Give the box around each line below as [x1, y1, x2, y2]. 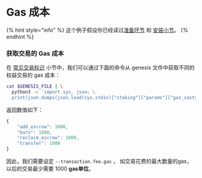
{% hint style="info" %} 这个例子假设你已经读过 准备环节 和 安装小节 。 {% [6, 26, 188, 34]
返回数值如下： [6, 106, 43, 113]
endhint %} [6, 33, 34, 40]
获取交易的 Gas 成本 [6, 49, 64, 58]
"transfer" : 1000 [17, 140, 61, 147]
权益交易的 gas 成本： [6, 71, 61, 79]
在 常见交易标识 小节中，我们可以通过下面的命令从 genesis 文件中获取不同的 [6, 64, 195, 71]
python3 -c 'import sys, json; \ [11, 89, 96, 95]
